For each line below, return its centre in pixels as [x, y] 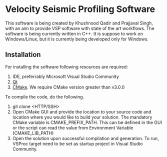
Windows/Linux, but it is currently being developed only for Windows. [77, 39]
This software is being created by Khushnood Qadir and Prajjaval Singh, [79, 23]
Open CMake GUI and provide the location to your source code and [82, 111]
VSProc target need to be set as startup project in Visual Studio [77, 143]
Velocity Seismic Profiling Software [80, 9]
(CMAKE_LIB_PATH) [33, 133]
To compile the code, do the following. [45, 96]
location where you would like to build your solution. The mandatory [82, 117]
